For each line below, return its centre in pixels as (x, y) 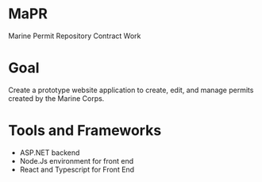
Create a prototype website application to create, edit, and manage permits (131, 90)
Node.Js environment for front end (77, 161)
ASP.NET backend (50, 153)
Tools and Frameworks (85, 131)
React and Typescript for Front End (77, 169)
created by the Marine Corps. (56, 98)
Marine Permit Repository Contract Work (75, 36)
